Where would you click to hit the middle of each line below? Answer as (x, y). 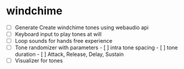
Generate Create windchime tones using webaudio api (82, 27)
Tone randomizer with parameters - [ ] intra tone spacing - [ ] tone (96, 48)
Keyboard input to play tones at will (58, 34)
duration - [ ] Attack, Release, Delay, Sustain (69, 54)
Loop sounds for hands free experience (64, 41)
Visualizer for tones (39, 61)
